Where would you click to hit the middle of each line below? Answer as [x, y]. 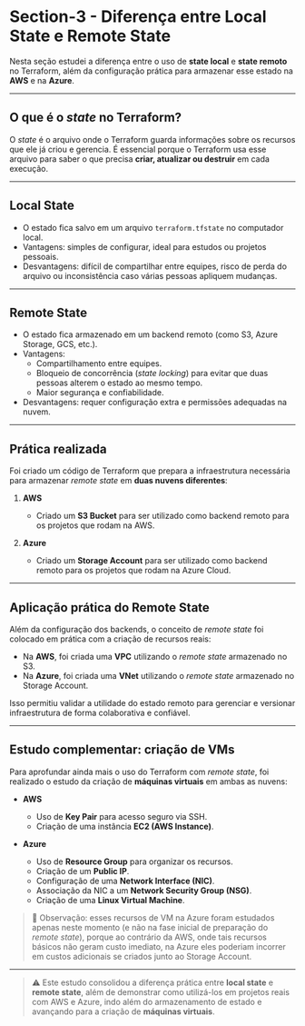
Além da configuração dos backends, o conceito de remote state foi [137, 629]
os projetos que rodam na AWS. [95, 525]
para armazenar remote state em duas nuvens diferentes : [119, 481]
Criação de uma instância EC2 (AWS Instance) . [125, 826]
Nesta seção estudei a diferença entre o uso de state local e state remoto [148, 61]
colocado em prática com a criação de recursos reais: [110, 639]
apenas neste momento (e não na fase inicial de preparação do [150, 927]
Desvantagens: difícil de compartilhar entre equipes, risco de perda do [155, 266]
